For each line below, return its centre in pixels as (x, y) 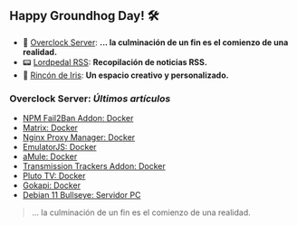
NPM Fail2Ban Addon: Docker (78, 118)
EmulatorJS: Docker (59, 147)
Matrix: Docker (50, 128)
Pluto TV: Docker (54, 176)
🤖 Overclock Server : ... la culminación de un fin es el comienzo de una (155, 42)
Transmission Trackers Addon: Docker (94, 166)
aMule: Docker (50, 156)
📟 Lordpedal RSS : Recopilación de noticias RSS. (115, 61)
